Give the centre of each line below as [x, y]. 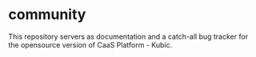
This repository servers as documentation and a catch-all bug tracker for [128, 36]
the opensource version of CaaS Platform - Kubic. [90, 44]
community [47, 15]
